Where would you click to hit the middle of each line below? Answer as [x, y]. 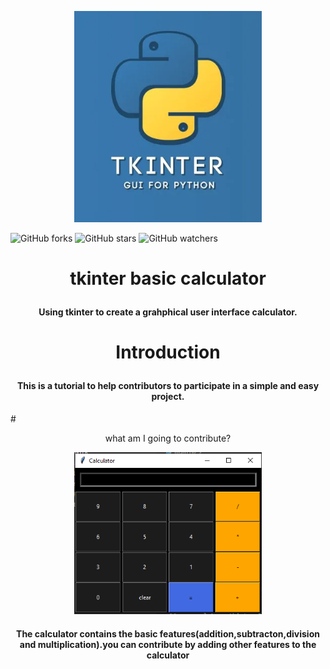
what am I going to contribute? [168, 438]
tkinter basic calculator [168, 278]
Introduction [168, 352]
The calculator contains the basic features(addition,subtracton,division [168, 633]
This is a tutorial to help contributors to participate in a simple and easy [168, 385]
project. [168, 396]
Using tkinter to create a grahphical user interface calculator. [168, 312]
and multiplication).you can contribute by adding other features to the [168, 644]
